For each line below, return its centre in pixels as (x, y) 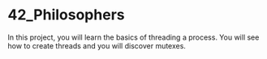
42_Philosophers (66, 15)
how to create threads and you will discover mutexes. (97, 45)
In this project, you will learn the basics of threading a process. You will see (133, 37)
